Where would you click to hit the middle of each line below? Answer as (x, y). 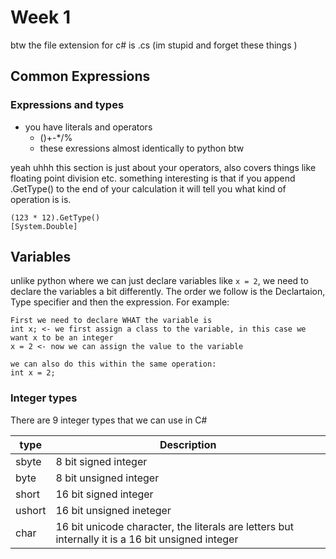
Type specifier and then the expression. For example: (120, 302)
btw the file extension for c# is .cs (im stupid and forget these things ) (154, 45)
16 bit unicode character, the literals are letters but (174, 526)
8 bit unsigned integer (107, 478)
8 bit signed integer (101, 461)
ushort (31, 510)
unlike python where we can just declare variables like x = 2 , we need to (159, 281)
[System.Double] (44, 226)
